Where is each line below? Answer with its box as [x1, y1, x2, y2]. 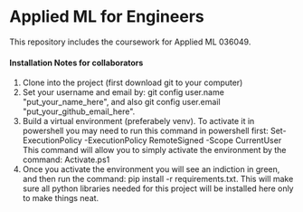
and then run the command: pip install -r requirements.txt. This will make [22, 174, 294, 185]
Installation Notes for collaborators [9, 57, 144, 68]
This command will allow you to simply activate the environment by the [22, 145, 287, 156]
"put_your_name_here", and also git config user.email [22, 97, 221, 108]
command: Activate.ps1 [22, 154, 110, 165]
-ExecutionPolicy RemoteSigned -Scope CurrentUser [84, 135, 282, 146]
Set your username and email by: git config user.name [22, 87, 224, 98]
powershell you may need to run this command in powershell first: [22, 125, 269, 137]
